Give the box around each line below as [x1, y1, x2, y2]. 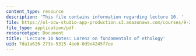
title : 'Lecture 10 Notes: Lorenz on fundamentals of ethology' [6, 36, 166, 41]
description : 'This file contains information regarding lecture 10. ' [6, 14, 184, 20]
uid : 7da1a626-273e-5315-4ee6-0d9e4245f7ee [6, 41, 114, 47]
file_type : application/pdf [6, 24, 75, 31]
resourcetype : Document [6, 30, 64, 36]
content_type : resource [6, 8, 64, 15]
